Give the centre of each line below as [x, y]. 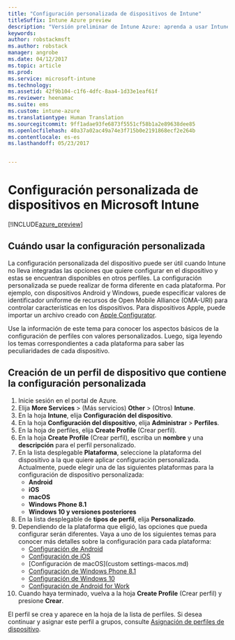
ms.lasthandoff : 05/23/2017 [49, 144]
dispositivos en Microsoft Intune [104, 205]
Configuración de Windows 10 [72, 578]
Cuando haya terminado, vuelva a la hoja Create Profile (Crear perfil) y [120, 593]
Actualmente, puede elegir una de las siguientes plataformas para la [116, 467]
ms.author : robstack [38, 46]
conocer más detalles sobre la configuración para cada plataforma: [115, 541]
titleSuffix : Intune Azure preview [60, 20]
